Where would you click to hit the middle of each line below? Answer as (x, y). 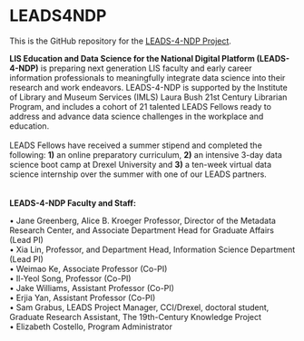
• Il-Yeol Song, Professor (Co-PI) (70, 278)
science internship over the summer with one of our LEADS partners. (138, 174)
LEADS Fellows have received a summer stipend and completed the (136, 145)
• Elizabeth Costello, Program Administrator (91, 326)
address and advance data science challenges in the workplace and (137, 116)
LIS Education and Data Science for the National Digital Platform (132, 58)
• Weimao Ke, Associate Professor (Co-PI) (88, 268)
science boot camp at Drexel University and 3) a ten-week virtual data (141, 164)
